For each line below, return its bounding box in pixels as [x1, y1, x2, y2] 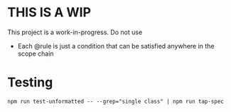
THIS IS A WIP [7, 4, 91, 21]
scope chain [17, 49, 55, 58]
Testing [7, 74, 53, 91]
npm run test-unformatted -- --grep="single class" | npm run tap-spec [7, 98, 224, 105]
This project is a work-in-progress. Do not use [7, 28, 143, 36]
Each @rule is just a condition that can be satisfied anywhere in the [17, 41, 215, 50]
